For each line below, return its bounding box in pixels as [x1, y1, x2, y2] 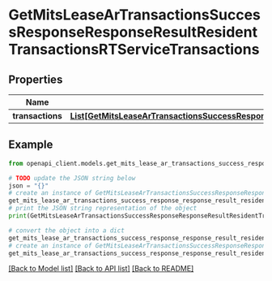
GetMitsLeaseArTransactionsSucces [8, 6, 261, 24]
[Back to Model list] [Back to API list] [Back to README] [8, 264, 194, 274]
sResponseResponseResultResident [8, 23, 257, 41]
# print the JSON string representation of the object [8, 205, 198, 213]
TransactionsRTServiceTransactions [8, 41, 260, 58]
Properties [8, 72, 63, 86]
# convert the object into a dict [8, 226, 125, 235]
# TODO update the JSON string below [8, 174, 136, 182]
